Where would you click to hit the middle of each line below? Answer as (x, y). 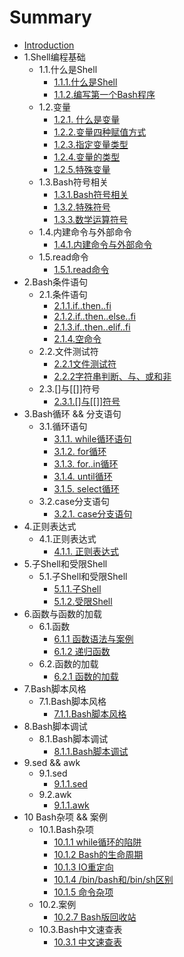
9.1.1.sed (70, 783)
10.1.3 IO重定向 (83, 867)
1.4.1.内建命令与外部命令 (103, 244)
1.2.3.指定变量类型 (91, 144)
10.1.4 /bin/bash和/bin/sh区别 (113, 879)
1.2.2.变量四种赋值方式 (100, 132)
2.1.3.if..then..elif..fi (92, 327)
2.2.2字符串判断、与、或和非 (112, 376)
